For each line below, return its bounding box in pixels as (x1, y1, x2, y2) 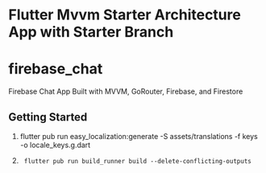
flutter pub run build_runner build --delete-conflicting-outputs (23, 157, 251, 165)
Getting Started (8, 110, 88, 124)
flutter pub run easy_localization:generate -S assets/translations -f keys (19, 131, 258, 141)
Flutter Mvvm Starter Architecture (8, 6, 242, 24)
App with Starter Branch (8, 23, 174, 41)
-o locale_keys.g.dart (19, 140, 91, 150)
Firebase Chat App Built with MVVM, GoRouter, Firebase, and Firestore (8, 86, 243, 96)
